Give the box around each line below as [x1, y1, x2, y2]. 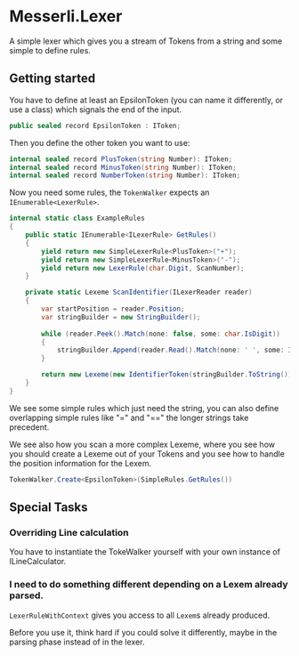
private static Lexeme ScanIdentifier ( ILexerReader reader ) [25, 288, 253, 297]
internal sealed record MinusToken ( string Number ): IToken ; [9, 163, 238, 172]
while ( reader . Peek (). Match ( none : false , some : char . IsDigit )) [41, 329, 280, 338]
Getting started [9, 71, 96, 86]
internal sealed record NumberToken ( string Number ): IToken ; [9, 171, 241, 180]
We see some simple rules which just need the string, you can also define [9, 402, 279, 413]
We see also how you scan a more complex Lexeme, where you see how [9, 439, 276, 449]
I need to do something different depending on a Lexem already [9, 579, 288, 591]
